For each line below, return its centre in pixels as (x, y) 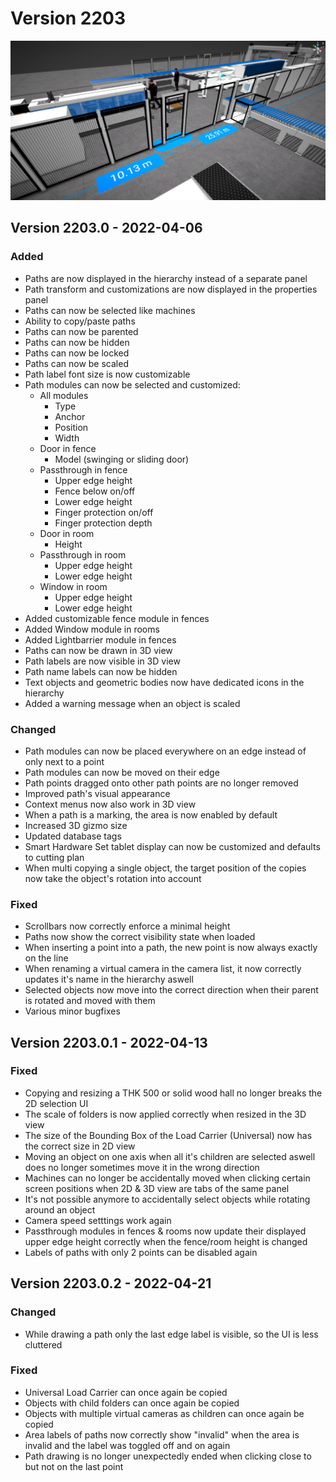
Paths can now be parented (81, 331)
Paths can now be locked (77, 353)
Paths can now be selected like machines (110, 310)
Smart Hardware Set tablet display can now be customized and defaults (172, 846)
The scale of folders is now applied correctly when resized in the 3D (165, 1114)
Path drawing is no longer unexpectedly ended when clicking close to (168, 1456)
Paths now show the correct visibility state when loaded (140, 937)
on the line (46, 958)
